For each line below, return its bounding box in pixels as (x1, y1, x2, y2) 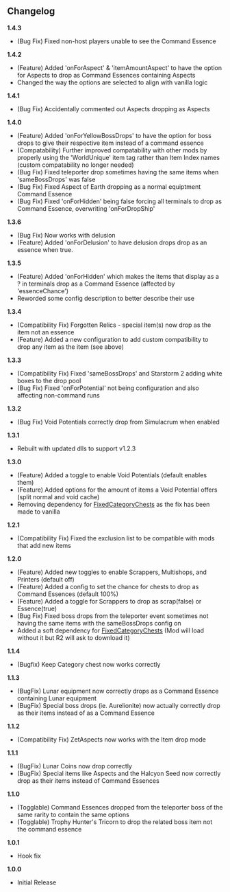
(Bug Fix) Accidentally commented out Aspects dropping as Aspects (16, 104, 210, 113)
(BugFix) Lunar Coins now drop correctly (16, 762, 132, 770)
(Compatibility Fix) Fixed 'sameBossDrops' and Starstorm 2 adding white (16, 369, 222, 377)
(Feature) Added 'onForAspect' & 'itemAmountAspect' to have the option (16, 63, 222, 71)
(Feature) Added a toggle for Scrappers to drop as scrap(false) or (16, 597, 202, 605)
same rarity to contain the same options (16, 810, 130, 819)
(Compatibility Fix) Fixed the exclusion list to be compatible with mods (16, 534, 215, 542)
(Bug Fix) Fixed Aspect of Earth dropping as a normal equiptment (16, 182, 201, 191)
